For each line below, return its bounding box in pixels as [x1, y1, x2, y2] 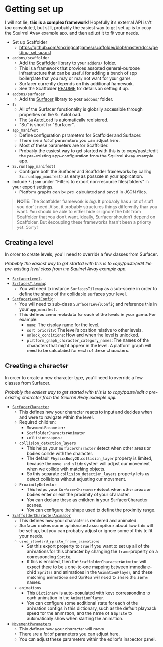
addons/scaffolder [12, 55, 49, 60]
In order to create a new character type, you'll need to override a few [5, 374, 143, 380]
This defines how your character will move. [19, 626, 106, 631]
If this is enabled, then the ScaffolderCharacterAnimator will [26, 559, 147, 564]
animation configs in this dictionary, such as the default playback [26, 605, 157, 611]
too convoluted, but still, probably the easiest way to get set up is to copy [5, 24, 152, 30]
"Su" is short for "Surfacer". [19, 122, 75, 127]
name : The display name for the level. [26, 322, 99, 328]
